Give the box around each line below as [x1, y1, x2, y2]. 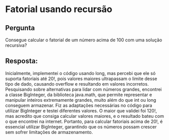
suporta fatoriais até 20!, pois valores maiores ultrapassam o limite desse [5, 76, 157, 82]
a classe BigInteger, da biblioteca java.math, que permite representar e [5, 92, 152, 98]
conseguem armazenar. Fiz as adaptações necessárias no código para [5, 102, 152, 108]
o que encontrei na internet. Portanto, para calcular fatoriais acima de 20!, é [5, 118, 163, 124]
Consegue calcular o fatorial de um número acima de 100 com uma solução [5, 37, 162, 43]
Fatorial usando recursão [5, 4, 112, 15]
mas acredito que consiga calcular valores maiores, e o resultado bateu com [5, 113, 164, 119]
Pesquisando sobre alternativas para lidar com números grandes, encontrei [5, 86, 162, 92]
